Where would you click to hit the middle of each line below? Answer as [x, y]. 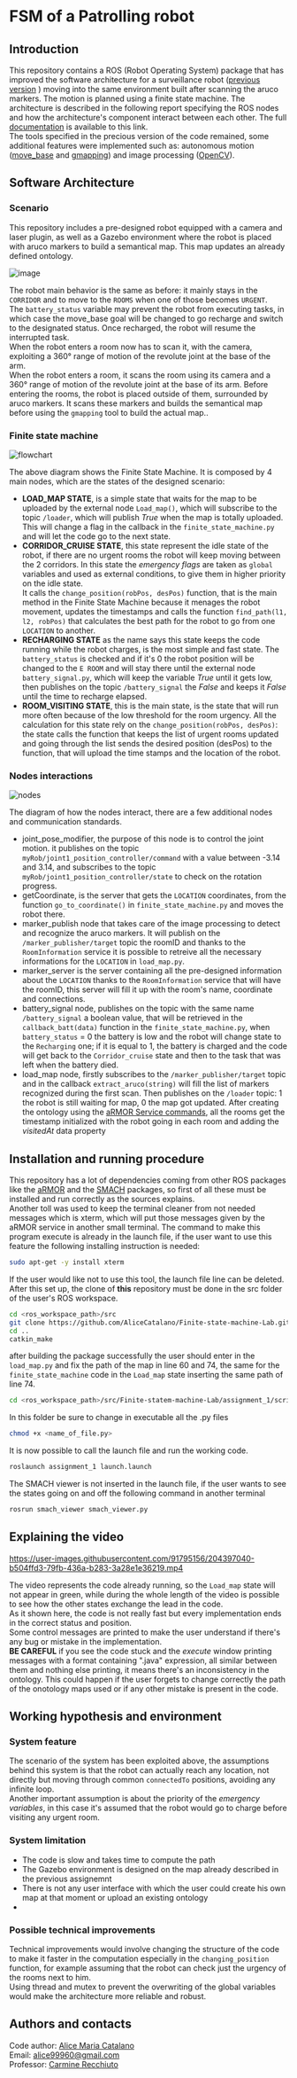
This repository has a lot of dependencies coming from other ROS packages [148, 1180]
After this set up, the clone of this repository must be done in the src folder [146, 1288]
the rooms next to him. [50, 1978]
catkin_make [31, 1339]
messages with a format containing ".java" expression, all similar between [143, 1660]
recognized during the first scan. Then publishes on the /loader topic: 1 [152, 1093]
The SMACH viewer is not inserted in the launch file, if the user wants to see [148, 1484]
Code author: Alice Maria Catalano [72, 2045]
